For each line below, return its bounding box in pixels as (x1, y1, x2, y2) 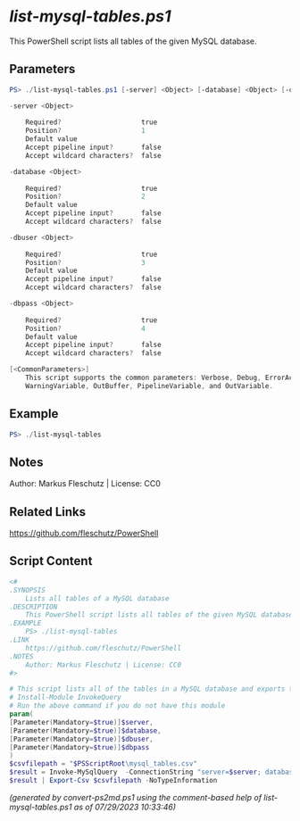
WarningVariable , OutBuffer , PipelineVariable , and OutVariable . (25, 381, 274, 390)
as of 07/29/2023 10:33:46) (73, 801, 177, 812)
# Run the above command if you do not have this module (9, 701, 226, 710)
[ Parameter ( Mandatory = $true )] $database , (9, 726, 162, 735)
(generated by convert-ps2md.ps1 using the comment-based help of (9, 792, 262, 802)
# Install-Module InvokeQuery (9, 693, 122, 702)
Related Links (9, 504, 87, 519)
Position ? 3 (25, 258, 146, 267)
